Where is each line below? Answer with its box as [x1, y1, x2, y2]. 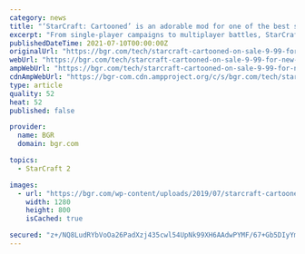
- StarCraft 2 [17, 164, 71, 173]
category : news [9, 13, 67, 23]
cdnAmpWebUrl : [9, 73, 64, 82]
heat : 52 [9, 97, 43, 107]
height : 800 [25, 206, 71, 215]
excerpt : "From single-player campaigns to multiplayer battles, [9, 30, 261, 39]
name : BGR [17, 131, 54, 141]
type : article [9, 81, 64, 90]
